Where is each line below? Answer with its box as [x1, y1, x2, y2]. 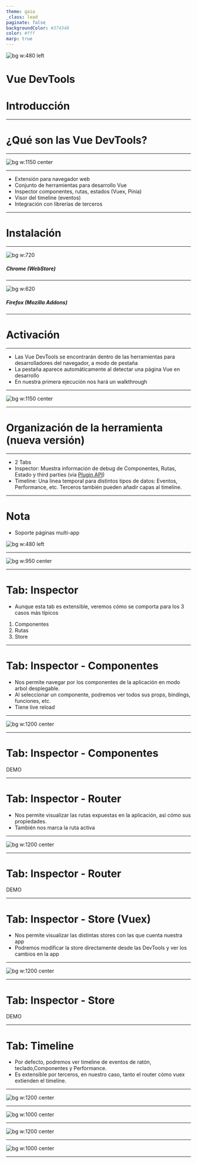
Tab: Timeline [6, 1039, 74, 1053]
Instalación [6, 227, 62, 240]
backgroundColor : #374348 [6, 25, 69, 31]
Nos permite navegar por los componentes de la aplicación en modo [14, 678, 181, 685]
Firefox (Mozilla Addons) [6, 299, 68, 306]
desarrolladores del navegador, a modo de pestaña [14, 359, 138, 366]
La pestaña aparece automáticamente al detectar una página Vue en [14, 366, 180, 373]
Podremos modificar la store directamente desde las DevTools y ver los [14, 944, 187, 951]
